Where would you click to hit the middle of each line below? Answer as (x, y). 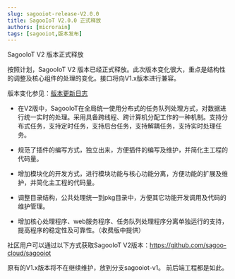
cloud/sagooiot (29, 253)
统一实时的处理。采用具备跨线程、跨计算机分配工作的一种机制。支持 (123, 117)
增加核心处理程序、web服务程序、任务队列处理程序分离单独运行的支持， (122, 221)
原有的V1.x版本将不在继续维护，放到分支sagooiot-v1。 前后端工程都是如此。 (117, 268)
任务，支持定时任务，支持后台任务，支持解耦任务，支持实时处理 (123, 126)
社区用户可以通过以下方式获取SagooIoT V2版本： (79, 245)
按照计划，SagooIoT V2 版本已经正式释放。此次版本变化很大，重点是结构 (114, 70)
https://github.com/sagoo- (188, 245)
